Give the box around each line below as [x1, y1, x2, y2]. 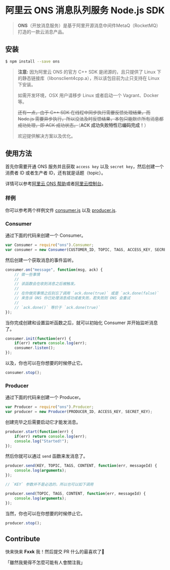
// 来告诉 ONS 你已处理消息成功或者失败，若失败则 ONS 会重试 [14, 296, 131, 301]
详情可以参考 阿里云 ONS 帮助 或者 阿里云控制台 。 [5, 181, 106, 187]
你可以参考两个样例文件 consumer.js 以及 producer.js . [5, 207, 117, 213]
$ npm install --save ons [5, 59, 60, 64]
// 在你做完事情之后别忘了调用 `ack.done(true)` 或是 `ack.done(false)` [14, 291, 159, 296]
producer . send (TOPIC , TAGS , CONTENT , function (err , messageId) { [5, 491, 146, 496]
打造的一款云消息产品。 [17, 28, 67, 35]
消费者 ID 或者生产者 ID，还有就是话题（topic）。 [5, 170, 106, 176]
